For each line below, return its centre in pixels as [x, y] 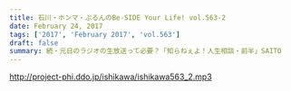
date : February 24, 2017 [56, 26]
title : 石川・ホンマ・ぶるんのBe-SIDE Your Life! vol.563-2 [118, 18]
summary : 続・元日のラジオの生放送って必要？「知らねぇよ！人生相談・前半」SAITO [145, 51]
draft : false [34, 43]
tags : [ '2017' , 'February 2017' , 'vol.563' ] [95, 34]
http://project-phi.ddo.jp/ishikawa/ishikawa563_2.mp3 [111, 77]
